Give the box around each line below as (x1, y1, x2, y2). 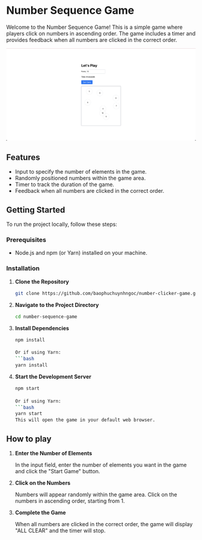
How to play (6, 434, 52, 444)
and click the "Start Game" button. (14, 467, 100, 475)
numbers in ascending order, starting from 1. (14, 497, 125, 505)
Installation (6, 264, 40, 273)
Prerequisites (6, 235, 46, 244)
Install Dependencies (14, 324, 69, 332)
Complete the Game (14, 509, 66, 516)
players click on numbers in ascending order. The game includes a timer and (6, 29, 196, 37)
